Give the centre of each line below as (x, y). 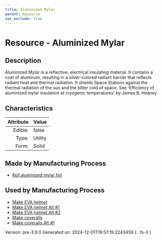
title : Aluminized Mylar (30, 9)
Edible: (21, 130)
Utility (40, 138)
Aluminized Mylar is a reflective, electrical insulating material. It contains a (79, 72)
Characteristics (29, 108)
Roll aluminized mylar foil (37, 175)
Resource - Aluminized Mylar (65, 43)
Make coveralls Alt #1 (33, 222)
